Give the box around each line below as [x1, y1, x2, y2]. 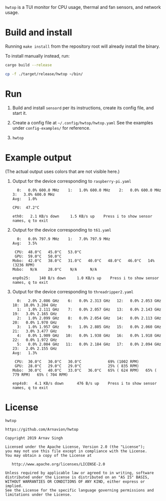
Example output [5, 152, 72, 163]
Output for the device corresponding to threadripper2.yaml [12, 288, 134, 295]
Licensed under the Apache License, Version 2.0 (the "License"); [5, 444, 145, 449]
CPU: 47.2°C [12, 205, 40, 210]
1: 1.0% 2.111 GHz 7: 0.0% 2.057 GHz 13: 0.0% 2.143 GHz [17, 307, 162, 312]
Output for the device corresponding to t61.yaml [12, 227, 111, 233]
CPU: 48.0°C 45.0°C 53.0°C [14, 250, 82, 254]
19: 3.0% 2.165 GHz [12, 311, 57, 316]
